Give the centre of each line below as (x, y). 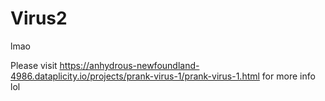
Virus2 (39, 18)
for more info (288, 76)
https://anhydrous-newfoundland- (129, 65)
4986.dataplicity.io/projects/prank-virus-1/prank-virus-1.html (135, 76)
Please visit (34, 65)
